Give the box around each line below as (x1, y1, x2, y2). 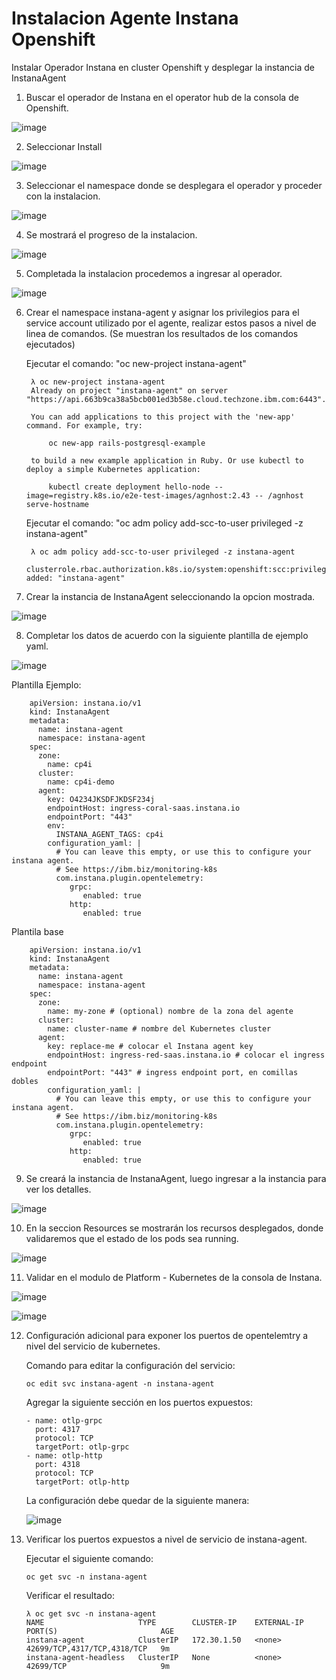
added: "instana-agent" (25, 573, 126, 583)
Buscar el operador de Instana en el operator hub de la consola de (25, 91, 299, 103)
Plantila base (11, 925, 64, 937)
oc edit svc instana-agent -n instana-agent (25, 1378, 215, 1389)
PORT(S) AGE (25, 1626, 175, 1636)
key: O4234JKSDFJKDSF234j (47, 794, 156, 804)
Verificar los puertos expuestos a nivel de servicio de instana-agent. (25, 1533, 308, 1545)
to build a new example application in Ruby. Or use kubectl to (30, 455, 304, 466)
